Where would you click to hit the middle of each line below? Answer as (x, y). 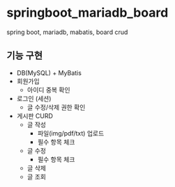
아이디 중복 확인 (48, 90)
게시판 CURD (35, 115)
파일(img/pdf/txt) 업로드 (71, 133)
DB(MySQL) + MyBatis (49, 73)
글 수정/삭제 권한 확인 (56, 107)
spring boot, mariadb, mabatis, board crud (67, 32)
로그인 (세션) (34, 98)
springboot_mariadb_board (87, 13)
